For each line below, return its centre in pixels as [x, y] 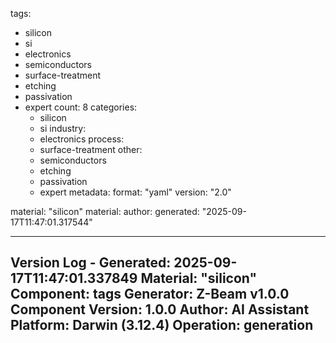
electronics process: [82, 139]
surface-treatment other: [91, 149]
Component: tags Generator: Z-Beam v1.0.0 [150, 294]
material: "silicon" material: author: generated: [105, 211]
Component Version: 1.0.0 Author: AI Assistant [160, 309]
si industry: [63, 128]
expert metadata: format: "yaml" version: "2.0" [135, 192]
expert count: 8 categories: [81, 107]
